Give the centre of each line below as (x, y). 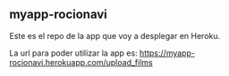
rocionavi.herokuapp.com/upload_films (81, 62)
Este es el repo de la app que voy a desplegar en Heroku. (115, 35)
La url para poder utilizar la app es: (73, 53)
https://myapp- (167, 53)
